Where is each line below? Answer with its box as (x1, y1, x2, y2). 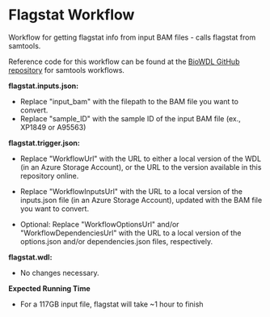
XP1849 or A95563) (19, 122, 86, 132)
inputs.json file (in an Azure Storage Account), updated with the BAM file (19, 195, 263, 205)
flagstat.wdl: (8, 252, 53, 262)
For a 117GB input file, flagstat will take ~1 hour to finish (19, 299, 204, 309)
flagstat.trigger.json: (8, 137, 81, 147)
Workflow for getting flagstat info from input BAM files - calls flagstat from (8, 32, 256, 42)
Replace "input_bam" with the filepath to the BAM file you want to (19, 96, 238, 106)
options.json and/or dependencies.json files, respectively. (19, 236, 213, 246)
